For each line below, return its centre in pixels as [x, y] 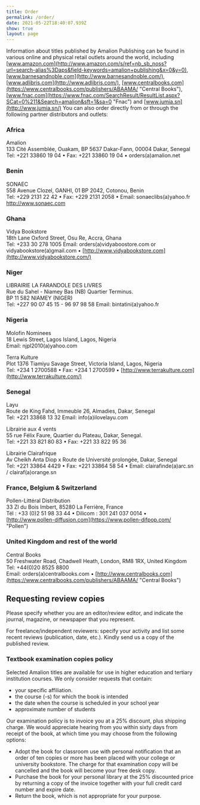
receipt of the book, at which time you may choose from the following [92, 733]
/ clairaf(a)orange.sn [31, 472]
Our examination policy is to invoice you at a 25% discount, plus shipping [96, 721]
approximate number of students [55, 709]
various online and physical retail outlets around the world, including [90, 57]
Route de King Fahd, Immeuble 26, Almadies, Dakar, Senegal [81, 411]
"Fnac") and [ [130, 102]
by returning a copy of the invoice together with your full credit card [98, 783]
